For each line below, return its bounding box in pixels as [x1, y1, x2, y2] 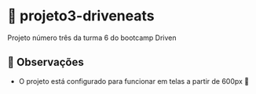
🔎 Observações [7, 56, 84, 69]
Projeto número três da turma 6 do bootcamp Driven [7, 33, 177, 42]
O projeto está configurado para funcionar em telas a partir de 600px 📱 [18, 76, 250, 85]
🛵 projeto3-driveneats [7, 7, 155, 25]
